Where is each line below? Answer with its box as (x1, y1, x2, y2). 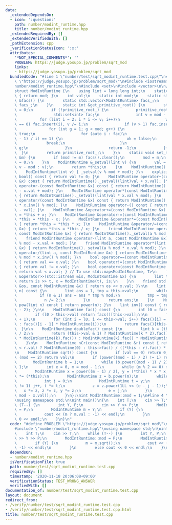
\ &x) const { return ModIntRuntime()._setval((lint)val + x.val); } (14, 179, 166, 184)
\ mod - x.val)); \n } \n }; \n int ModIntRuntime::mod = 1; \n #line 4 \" (14, 392, 170, 398)
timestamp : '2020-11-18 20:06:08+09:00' (10, 474, 97, 479)
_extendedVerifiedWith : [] (10, 36, 68, 41)
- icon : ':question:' (10, 17, 56, 22)
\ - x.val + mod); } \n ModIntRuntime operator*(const (14, 188, 139, 193)
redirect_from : (5, 497, 38, 502)
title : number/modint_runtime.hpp (14, 27, 88, 32)
